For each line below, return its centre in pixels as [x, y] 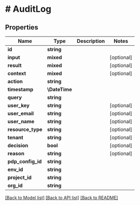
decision [18, 145]
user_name [21, 121]
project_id [20, 177]
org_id [15, 186]
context [17, 73]
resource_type [25, 129]
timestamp [20, 89]
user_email [21, 113]
